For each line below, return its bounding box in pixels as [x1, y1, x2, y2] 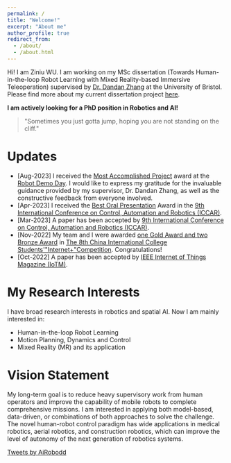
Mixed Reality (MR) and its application [17, 343, 126, 351]
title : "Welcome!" [7, 17, 60, 24]
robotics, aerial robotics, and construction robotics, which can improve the [7, 427, 221, 435]
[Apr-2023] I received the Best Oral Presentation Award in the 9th [17, 201, 205, 209]
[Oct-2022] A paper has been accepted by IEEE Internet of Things [17, 253, 207, 261]
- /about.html [13, 49, 54, 56]
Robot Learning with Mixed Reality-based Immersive [41, 75, 191, 83]
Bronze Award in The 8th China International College [17, 237, 168, 246]
